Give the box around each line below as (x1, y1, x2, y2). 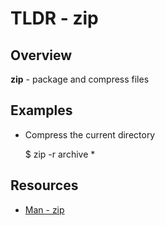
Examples (10, 102, 73, 119)
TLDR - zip (10, 7, 99, 30)
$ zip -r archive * (24, 148, 96, 160)
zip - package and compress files (10, 73, 150, 85)
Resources (10, 177, 79, 194)
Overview (10, 47, 73, 64)
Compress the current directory (24, 128, 156, 141)
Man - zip (24, 203, 65, 216)
